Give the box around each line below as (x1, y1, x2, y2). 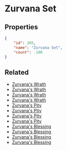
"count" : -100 (13, 50, 43, 55)
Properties (4, 23, 38, 31)
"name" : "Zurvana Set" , (13, 45, 63, 50)
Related (4, 68, 29, 76)
